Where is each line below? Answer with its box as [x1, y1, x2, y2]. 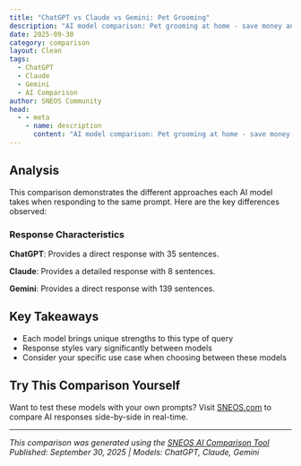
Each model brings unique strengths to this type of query [21, 332, 234, 343]
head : [9, 105, 30, 114]
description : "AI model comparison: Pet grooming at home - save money [9, 22, 282, 30]
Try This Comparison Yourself [9, 378, 181, 393]
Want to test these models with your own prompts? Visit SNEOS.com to [9, 401, 271, 412]
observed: [9, 205, 47, 216]
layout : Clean [9, 47, 63, 56]
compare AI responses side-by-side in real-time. [9, 411, 188, 422]
